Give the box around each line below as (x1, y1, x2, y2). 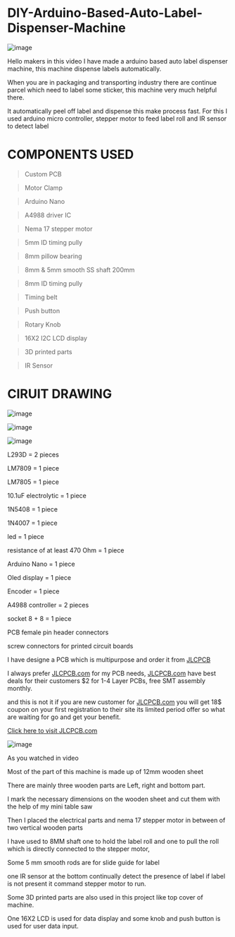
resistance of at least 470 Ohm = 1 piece (7, 545, 125, 555)
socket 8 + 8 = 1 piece (7, 614, 72, 622)
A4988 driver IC (24, 210, 72, 219)
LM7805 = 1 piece (7, 478, 60, 486)
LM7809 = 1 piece (7, 464, 60, 472)
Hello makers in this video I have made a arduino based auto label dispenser (7, 56, 229, 65)
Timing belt (24, 293, 58, 301)
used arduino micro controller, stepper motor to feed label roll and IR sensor (7, 114, 227, 123)
